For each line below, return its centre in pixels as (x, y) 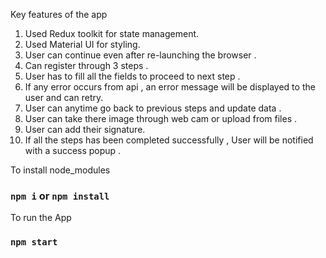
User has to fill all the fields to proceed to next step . (132, 76)
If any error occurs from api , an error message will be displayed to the (170, 87)
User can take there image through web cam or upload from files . (161, 118)
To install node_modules (60, 170)
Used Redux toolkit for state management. (112, 33)
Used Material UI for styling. (82, 44)
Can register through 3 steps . (86, 65)
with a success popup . (73, 150)
